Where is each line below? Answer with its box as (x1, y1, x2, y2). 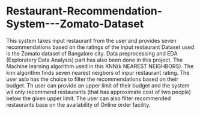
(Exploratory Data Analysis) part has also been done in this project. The (6, 56, 183, 63)
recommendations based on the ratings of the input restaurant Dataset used (6, 43, 195, 51)
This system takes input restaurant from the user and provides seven (6, 37, 177, 44)
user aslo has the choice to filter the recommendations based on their (6, 75, 179, 83)
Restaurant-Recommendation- (6, 4, 163, 18)
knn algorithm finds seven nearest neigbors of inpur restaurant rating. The (6, 69, 190, 76)
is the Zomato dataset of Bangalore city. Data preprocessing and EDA (6, 49, 178, 57)
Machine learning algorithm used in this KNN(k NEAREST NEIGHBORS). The (6, 62, 194, 70)
